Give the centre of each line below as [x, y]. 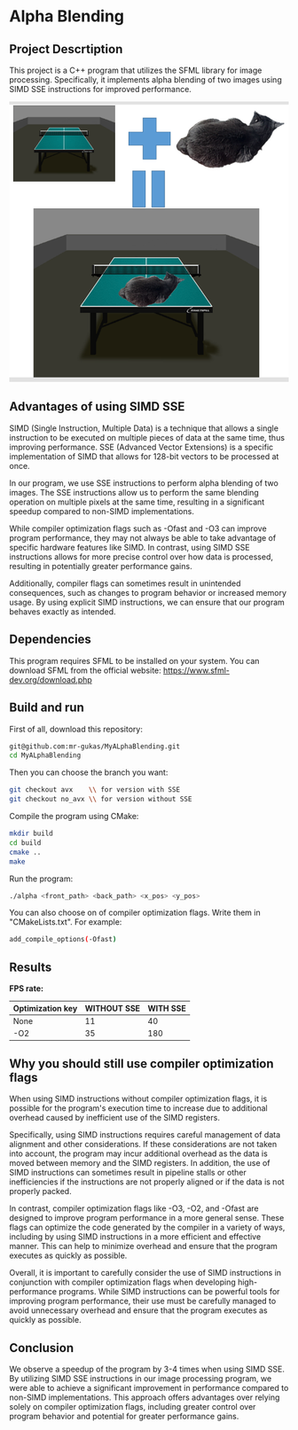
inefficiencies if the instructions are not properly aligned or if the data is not [147, 1182]
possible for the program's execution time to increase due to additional [138, 1108]
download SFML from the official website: [85, 670]
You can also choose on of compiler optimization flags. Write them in [135, 913]
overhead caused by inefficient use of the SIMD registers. [114, 1118]
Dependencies [50, 640]
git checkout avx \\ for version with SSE [94, 790]
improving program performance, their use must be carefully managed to [143, 1301]
